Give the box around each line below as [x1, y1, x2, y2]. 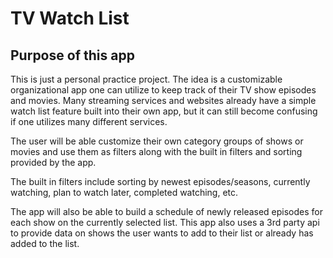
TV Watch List [10, 7, 130, 30]
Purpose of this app [10, 47, 135, 64]
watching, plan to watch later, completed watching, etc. [10, 187, 239, 198]
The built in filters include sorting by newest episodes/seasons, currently [10, 176, 311, 187]
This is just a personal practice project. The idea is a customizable [10, 73, 283, 85]
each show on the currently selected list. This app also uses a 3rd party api [10, 217, 320, 228]
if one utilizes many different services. [10, 116, 168, 127]
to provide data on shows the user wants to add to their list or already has [10, 227, 314, 239]
